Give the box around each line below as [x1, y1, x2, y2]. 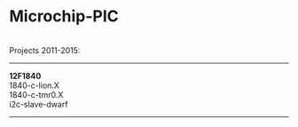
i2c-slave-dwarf [9, 99, 68, 109]
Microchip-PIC [9, 6, 119, 27]
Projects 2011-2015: [9, 44, 81, 55]
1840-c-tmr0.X [9, 89, 64, 99]
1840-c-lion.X [9, 80, 60, 91]
